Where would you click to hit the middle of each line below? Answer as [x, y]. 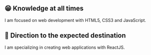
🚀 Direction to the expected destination [65, 36]
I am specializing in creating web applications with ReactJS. [65, 47]
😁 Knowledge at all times [44, 9]
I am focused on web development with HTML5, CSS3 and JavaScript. [75, 20]
